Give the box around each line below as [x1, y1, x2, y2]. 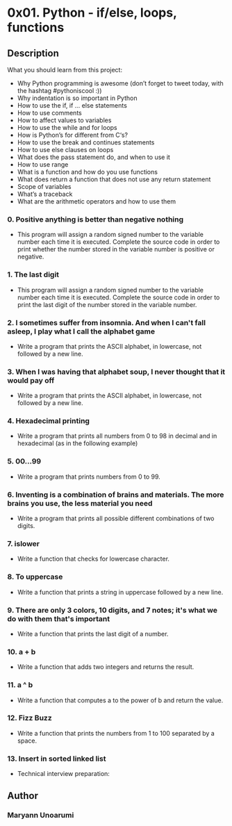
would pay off [7, 375, 55, 385]
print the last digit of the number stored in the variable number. [17, 300, 197, 308]
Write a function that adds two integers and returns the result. [17, 663, 194, 671]
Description [7, 47, 59, 59]
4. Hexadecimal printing [7, 416, 90, 426]
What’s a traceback [17, 190, 73, 198]
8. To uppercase [7, 572, 63, 581]
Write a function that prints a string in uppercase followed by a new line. [17, 588, 224, 596]
